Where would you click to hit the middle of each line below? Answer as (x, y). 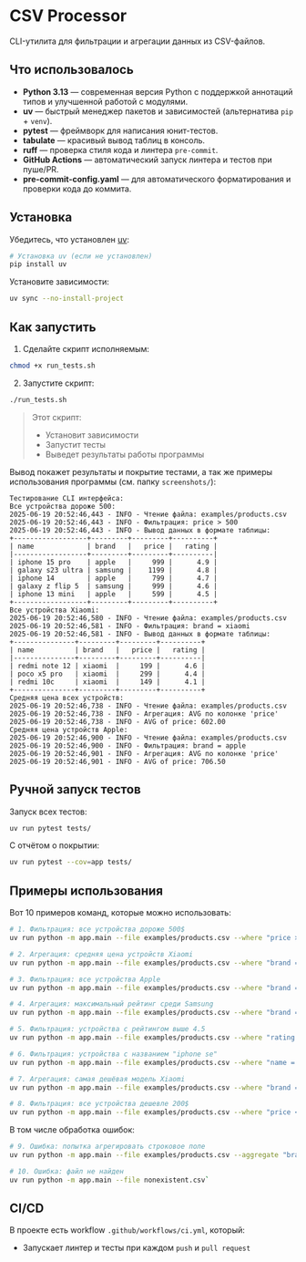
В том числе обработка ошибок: (72, 1130)
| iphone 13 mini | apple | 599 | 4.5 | (114, 594)
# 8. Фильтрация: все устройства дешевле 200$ (99, 1104)
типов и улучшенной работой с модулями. (105, 101)
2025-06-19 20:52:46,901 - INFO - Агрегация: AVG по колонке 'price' (144, 753)
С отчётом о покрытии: (55, 845)
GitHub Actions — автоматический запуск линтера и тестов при (148, 160)
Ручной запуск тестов (75, 790)
